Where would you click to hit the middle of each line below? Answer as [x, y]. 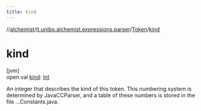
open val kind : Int [28, 77]
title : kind [21, 12]
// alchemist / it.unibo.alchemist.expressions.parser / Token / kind [83, 29]
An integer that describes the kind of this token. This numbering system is [99, 89]
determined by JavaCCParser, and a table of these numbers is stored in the [101, 95]
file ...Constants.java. [33, 101]
